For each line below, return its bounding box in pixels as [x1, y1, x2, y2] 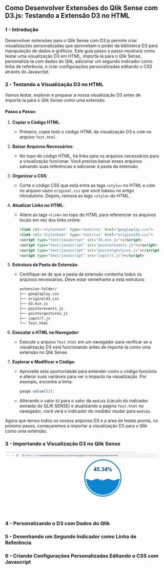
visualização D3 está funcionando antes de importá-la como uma [19, 344, 151, 350]
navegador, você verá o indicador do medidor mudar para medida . [19, 408, 151, 414]
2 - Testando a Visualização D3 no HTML [5, 81, 103, 88]
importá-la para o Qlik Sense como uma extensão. [5, 97, 106, 103]
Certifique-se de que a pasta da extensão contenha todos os [19, 272, 142, 277]
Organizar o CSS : [12, 173, 48, 179]
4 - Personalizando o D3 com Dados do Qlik [5, 520, 110, 527]
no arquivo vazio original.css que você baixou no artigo [19, 188, 134, 194]
